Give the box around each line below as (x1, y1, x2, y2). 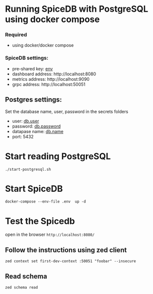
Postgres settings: (5, 95, 62, 104)
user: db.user (12, 118, 39, 124)
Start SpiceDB (5, 183, 63, 194)
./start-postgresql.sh (5, 167, 51, 172)
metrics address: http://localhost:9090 (12, 76, 90, 82)
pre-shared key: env (12, 66, 53, 71)
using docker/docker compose (12, 43, 74, 48)
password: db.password (12, 123, 61, 129)
